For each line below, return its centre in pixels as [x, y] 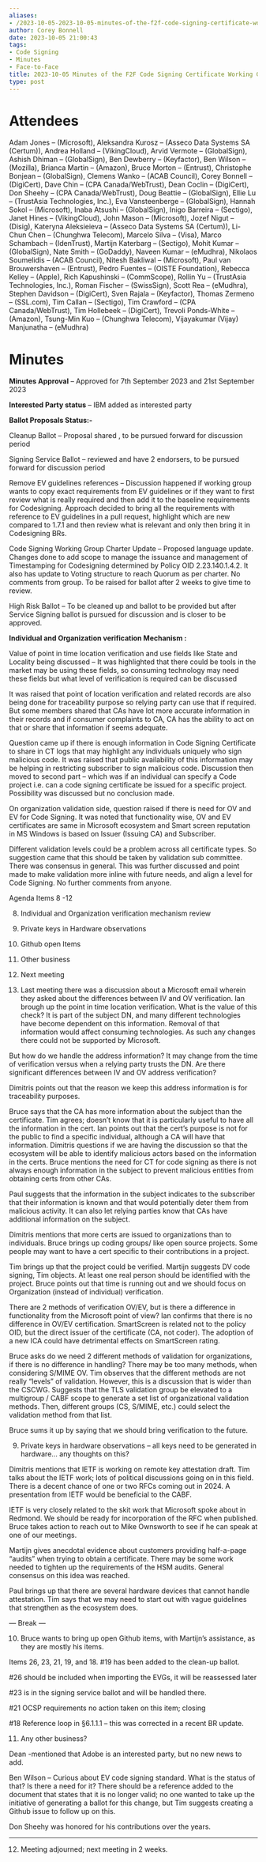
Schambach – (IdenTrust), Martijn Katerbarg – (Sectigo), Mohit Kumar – [124, 244]
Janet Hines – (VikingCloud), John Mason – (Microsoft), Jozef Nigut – [122, 218]
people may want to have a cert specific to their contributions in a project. [129, 1252]
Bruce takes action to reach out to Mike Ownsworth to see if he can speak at [133, 1527]
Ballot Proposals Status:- [51, 421]
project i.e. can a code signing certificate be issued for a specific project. [128, 785]
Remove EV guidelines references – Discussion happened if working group [130, 483]
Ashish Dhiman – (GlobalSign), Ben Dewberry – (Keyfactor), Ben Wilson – [127, 160]
